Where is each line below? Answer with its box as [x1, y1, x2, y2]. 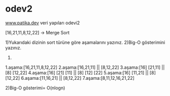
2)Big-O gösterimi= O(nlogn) [5, 84, 65, 91]
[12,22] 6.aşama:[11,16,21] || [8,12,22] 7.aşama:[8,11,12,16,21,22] [5, 75, 134, 81]
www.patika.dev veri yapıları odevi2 [5, 20, 80, 26]
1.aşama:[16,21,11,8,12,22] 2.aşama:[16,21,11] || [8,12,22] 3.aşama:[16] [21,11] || [5, 64, 165, 70]
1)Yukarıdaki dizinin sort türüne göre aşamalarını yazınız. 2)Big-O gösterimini [5, 39, 165, 45]
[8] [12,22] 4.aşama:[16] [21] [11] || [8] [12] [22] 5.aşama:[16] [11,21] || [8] [5, 69, 156, 76]
